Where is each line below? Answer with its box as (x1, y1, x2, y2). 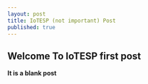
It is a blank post (7, 69, 57, 78)
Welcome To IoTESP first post (7, 50, 142, 62)
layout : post (7, 10, 46, 18)
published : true (7, 23, 55, 31)
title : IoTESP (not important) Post (7, 17, 116, 24)
